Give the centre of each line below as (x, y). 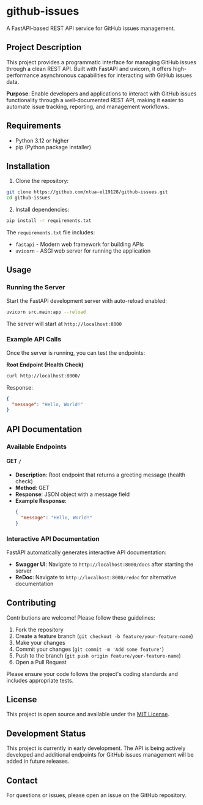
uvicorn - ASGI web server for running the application (83, 251)
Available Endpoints (37, 447)
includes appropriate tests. (40, 680)
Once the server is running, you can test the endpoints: (76, 352)
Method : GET (32, 488)
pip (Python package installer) (53, 147)
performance (23, 75)
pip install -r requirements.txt (49, 221)
